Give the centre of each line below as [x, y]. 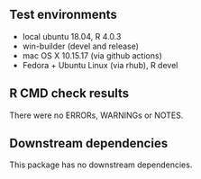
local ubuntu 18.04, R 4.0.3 [72, 36]
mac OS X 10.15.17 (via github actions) [92, 55]
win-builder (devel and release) [81, 46]
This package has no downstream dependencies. [101, 165]
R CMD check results [69, 94]
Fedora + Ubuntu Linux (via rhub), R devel [100, 65]
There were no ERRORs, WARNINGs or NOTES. [96, 115]
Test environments [63, 15]
